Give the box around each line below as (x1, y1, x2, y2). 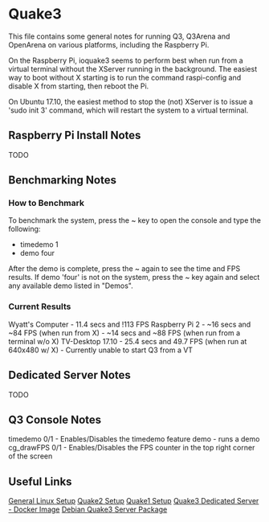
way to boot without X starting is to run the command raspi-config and (8, 72, 242, 82)
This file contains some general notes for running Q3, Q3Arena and (8, 31, 230, 41)
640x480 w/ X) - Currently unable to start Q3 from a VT (8, 345, 194, 355)
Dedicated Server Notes (8, 368, 131, 382)
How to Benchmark (8, 198, 84, 209)
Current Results (8, 301, 71, 312)
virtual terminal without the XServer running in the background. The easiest (8, 64, 258, 73)
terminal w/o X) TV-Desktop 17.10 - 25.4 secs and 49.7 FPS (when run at (8, 336, 247, 346)
